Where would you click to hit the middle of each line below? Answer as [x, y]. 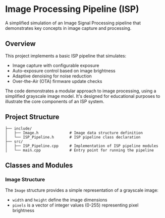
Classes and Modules [39, 165]
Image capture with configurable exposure [56, 65]
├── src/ [14, 142]
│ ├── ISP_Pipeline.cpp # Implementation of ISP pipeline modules [82, 146]
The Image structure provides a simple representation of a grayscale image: [82, 190]
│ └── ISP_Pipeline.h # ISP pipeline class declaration [73, 137]
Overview [21, 44]
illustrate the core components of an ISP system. [55, 101]
